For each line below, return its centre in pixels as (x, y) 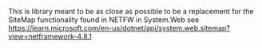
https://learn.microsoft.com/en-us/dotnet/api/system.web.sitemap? (119, 28)
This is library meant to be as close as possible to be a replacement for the (131, 11)
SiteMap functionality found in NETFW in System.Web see (104, 20)
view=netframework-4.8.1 (50, 36)
